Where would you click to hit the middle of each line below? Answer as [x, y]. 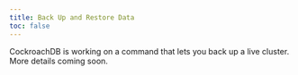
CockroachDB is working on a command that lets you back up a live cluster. [149, 51]
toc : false [30, 26]
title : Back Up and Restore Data [72, 17]
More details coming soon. [59, 61]
